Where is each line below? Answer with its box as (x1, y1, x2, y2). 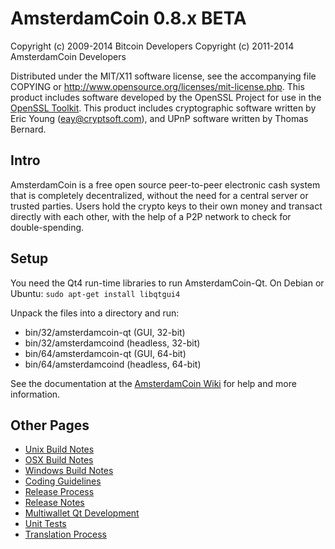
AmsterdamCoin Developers (10, 50, 127, 62)
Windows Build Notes (24, 465, 114, 477)
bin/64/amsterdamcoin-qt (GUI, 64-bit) (24, 347, 187, 359)
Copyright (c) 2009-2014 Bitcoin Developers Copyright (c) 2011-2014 (10, 40, 295, 52)
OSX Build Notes (24, 454, 94, 466)
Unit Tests (24, 518, 67, 530)
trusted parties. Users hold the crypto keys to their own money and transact (10, 200, 323, 212)
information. (10, 388, 61, 400)
